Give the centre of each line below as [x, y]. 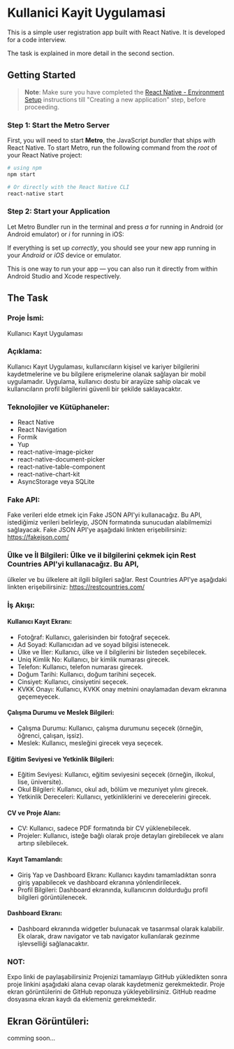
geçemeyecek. [39, 697]
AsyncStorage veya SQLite [56, 482]
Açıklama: [25, 351]
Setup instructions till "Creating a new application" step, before [115, 99]
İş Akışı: [21, 605]
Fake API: [24, 500]
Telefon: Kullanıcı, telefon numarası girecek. [80, 666]
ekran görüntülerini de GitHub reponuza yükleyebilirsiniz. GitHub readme [112, 992]
